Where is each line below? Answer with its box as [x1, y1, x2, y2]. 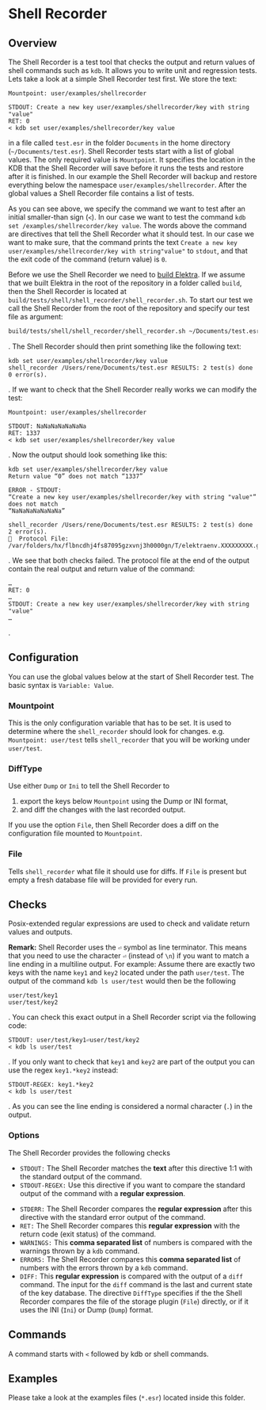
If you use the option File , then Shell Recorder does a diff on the [8, 820, 219, 830]
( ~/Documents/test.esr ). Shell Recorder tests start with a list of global [8, 147, 234, 155]
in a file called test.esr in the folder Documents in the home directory [8, 138, 231, 147]
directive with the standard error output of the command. [19, 1212, 206, 1221]
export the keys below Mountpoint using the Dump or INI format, [19, 797, 228, 806]
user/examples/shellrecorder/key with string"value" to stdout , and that [8, 246, 248, 255]
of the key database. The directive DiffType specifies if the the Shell [19, 1288, 243, 1297]
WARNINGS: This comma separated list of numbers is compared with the [19, 1237, 253, 1247]
